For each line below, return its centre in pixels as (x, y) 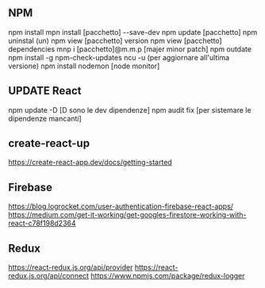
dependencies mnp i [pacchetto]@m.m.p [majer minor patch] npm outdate (130, 49)
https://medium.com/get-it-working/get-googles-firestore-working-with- (127, 215)
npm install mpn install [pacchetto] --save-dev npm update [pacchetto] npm (133, 32)
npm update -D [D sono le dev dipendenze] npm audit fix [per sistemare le (130, 109)
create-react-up (49, 143)
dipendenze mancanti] (45, 118)
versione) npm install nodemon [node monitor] (84, 66)
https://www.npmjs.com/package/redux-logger (168, 276)
